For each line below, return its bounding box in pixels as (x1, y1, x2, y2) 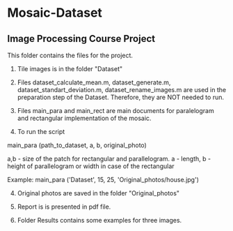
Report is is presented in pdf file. (17, 202, 111, 211)
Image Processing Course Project (7, 33, 155, 45)
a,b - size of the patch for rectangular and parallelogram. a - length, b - (7, 155, 211, 163)
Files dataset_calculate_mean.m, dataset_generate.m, (17, 78, 171, 87)
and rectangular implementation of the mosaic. (17, 114, 152, 122)
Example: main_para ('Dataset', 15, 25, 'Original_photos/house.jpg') (7, 176, 200, 184)
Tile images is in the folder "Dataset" (17, 65, 123, 73)
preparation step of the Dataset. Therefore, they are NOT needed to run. (17, 93, 225, 101)
